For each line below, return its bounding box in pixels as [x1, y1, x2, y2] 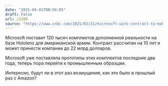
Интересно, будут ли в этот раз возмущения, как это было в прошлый [5, 70, 155, 76]
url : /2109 [5, 16, 28, 21]
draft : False [5, 12, 32, 17]
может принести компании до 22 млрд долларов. [5, 45, 111, 51]
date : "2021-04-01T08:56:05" [5, 7, 66, 12]
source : [5, 21, 21, 26]
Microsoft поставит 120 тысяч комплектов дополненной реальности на [5, 35, 157, 41]
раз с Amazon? [5, 75, 37, 81]
